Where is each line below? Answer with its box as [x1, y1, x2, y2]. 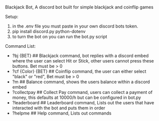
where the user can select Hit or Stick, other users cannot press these [12, 58, 154, 63]
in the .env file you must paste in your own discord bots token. [12, 23, 138, 29]
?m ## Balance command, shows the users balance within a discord [12, 79, 150, 85]
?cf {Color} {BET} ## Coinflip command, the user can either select [12, 68, 146, 74]
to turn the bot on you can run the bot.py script [12, 34, 107, 39]
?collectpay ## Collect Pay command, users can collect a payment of [12, 90, 153, 95]
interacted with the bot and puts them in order [12, 105, 106, 111]
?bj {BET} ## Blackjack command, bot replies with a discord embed [12, 53, 149, 59]
